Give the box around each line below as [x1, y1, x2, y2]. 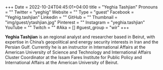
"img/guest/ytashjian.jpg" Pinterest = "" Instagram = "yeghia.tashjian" [5, 19, 145, 25]
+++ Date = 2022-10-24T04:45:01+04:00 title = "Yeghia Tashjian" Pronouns [5, 4, 158, 10]
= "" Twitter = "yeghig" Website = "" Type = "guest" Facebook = [5, 9, 134, 15]
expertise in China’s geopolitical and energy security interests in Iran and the [5, 39, 159, 45]
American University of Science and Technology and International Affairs [5, 49, 151, 55]
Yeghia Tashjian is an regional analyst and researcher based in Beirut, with [5, 34, 156, 40]
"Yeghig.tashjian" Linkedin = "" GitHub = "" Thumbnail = [5, 14, 118, 20]
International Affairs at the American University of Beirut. [5, 60, 119, 65]
